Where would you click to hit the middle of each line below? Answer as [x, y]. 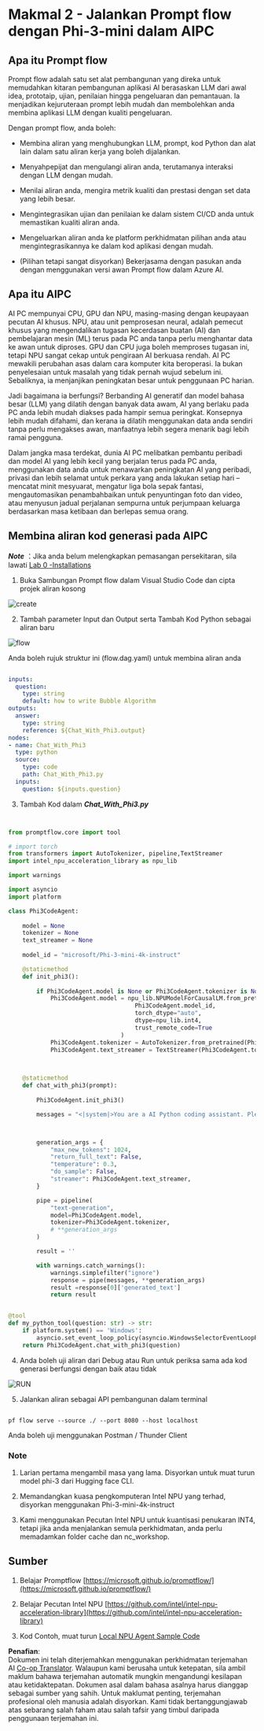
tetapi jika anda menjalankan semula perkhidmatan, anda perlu [121, 1528]
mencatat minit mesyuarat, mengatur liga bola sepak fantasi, [106, 486]
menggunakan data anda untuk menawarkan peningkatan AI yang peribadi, [130, 469]
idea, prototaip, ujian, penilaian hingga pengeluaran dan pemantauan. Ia [124, 96]
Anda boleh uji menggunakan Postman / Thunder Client [98, 1435]
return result [73, 1295]
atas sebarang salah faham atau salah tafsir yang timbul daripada [114, 1710]
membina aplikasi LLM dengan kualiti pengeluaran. [90, 113]
